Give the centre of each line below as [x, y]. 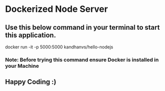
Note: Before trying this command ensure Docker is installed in [82, 59]
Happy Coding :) [31, 82]
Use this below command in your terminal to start [82, 27]
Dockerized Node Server [57, 9]
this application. [31, 35]
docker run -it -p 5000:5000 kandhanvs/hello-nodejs [59, 47]
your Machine [22, 66]
